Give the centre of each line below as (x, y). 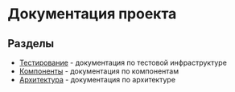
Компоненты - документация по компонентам (99, 71)
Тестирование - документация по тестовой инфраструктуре (123, 62)
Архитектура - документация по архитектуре (97, 80)
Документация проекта (92, 14)
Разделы (31, 44)
